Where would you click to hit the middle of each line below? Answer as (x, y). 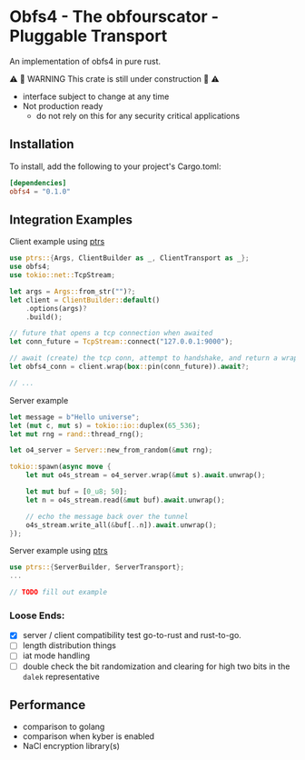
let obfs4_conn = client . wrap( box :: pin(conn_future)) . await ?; (129, 367)
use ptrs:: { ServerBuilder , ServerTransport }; (97, 567)
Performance (48, 705)
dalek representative (61, 676)
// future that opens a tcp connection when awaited (111, 334)
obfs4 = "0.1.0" (40, 191)
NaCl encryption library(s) (71, 746)
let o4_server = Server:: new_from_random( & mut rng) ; (111, 450)
